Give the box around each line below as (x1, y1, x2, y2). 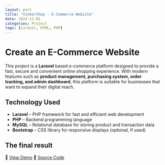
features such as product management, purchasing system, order (5, 73, 142, 79)
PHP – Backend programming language (12, 116, 93, 122)
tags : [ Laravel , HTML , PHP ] (5, 26, 63, 31)
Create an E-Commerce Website (5, 47, 140, 58)
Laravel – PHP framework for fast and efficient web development (12, 111, 144, 117)
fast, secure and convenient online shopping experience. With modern (5, 68, 148, 74)
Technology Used (5, 98, 61, 106)
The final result (5, 141, 53, 150)
